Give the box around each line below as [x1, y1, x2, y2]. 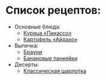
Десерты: [14, 60, 40, 68]
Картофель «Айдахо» [23, 36, 78, 43]
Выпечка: [14, 42, 39, 49]
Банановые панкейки [23, 55, 78, 62]
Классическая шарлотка [23, 67, 87, 74]
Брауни [23, 48, 43, 55]
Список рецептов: [5, 4, 101, 17]
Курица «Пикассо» [23, 29, 72, 36]
